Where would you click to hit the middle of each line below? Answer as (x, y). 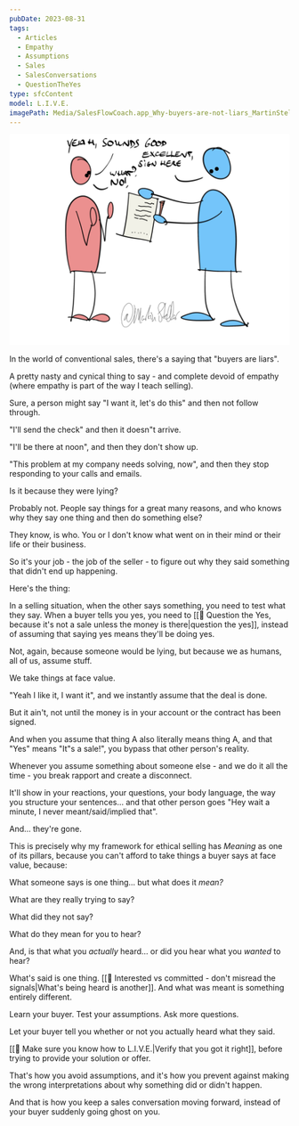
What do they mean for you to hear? (75, 934)
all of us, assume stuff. (51, 661)
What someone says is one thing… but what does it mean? (117, 883)
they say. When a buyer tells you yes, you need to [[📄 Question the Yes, (140, 616)
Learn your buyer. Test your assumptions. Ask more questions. (124, 1015)
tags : (19, 28)
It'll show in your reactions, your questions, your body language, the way (142, 793)
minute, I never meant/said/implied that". (84, 812)
